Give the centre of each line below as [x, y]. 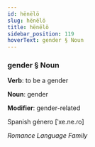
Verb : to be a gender [38, 81]
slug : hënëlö [27, 21]
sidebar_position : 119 [41, 34]
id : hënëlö [23, 14]
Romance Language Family [47, 136]
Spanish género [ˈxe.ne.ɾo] [46, 122]
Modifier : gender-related [44, 108]
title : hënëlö [28, 27]
